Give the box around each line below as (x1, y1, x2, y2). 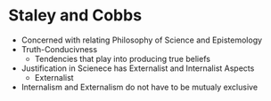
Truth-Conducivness (21, 43, 98, 54)
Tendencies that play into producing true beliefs (34, 53, 211, 64)
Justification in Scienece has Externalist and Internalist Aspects (21, 63, 255, 74)
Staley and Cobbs (8, 5, 143, 26)
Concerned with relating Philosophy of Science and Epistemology (21, 35, 263, 45)
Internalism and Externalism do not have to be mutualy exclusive (21, 82, 259, 92)
